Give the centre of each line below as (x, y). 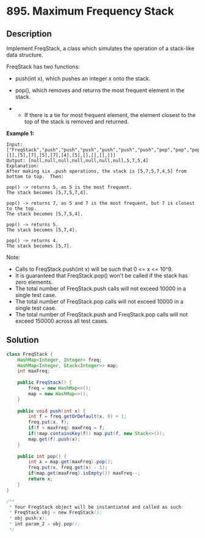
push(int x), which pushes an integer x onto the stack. (83, 78)
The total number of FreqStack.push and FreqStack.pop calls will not (101, 314)
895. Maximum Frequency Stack (90, 11)
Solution (23, 340)
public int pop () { (42, 456)
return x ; (41, 479)
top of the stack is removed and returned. (77, 121)
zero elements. (34, 282)
